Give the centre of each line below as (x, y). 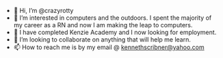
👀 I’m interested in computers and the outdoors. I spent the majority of (113, 18)
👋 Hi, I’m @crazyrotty (43, 11)
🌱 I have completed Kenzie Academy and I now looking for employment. (115, 32)
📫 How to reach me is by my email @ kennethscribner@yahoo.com (109, 47)
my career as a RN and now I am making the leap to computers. (103, 25)
